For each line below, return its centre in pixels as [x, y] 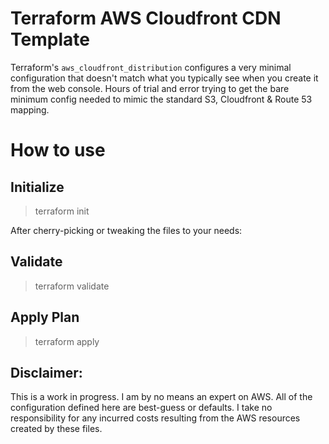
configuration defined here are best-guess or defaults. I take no [141, 408]
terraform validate [72, 286]
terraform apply [67, 341]
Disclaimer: [46, 372]
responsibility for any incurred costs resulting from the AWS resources [155, 418]
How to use [58, 150]
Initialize [37, 187]
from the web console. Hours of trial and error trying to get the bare [150, 88]
